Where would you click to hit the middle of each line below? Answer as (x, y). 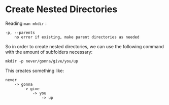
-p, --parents (20, 32)
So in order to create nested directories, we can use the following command (84, 46)
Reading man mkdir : (26, 23)
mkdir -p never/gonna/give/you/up (42, 61)
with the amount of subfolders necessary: (49, 52)
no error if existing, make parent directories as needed (77, 37)
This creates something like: (35, 71)
